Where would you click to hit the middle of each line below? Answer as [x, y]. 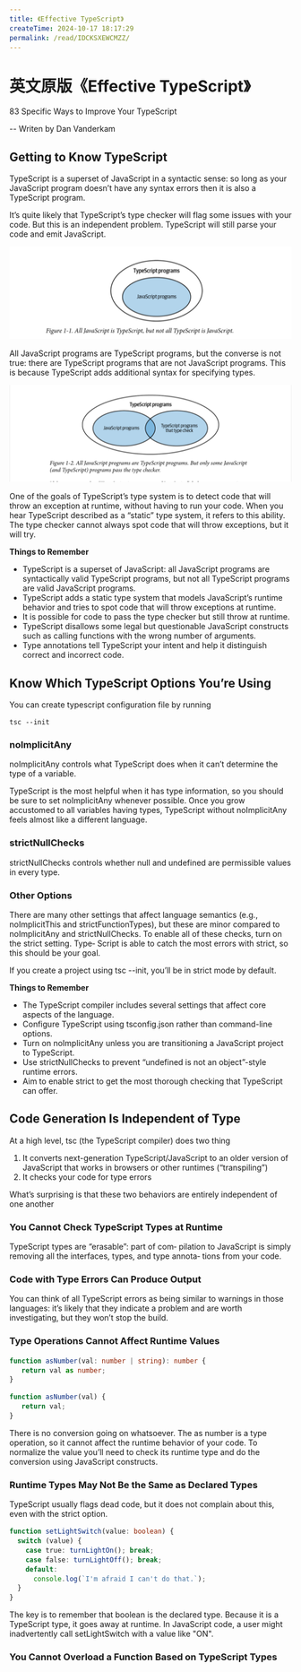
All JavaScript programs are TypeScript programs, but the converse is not [146, 353]
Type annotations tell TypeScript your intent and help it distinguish [144, 645]
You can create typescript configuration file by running [111, 705]
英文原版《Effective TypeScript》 [130, 86]
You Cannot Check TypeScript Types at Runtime [116, 1226]
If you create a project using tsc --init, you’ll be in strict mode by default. [143, 970]
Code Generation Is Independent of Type [125, 1119]
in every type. [35, 872]
